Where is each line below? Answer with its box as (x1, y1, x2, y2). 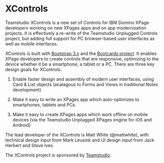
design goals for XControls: (5, 66, 62, 72)
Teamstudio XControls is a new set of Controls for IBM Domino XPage (5, 19, 149, 25)
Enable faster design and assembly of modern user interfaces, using (12, 76, 154, 82)
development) (12, 86, 42, 92)
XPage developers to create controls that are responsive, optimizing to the (5, 55, 159, 61)
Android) (12, 122, 31, 128)
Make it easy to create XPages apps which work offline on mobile (12, 111, 148, 117)
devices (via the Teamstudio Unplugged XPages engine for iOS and (12, 116, 152, 122)
